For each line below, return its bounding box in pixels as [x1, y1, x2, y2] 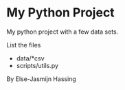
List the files [6, 41, 41, 49]
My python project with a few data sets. [6, 27, 119, 36]
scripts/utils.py [16, 61, 59, 69]
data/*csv [16, 54, 45, 63]
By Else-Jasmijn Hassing [6, 74, 76, 83]
